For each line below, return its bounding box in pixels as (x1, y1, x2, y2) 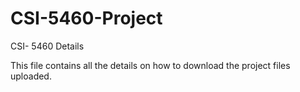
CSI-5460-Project (10, 7, 163, 30)
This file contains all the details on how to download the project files (10, 59, 291, 71)
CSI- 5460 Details (10, 40, 85, 52)
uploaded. (10, 70, 52, 82)
